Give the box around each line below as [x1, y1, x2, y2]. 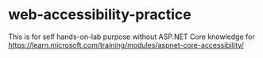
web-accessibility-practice [8, 6, 192, 24]
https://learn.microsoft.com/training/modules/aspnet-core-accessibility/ [8, 40, 244, 49]
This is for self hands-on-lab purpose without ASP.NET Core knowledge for [8, 32, 256, 41]
